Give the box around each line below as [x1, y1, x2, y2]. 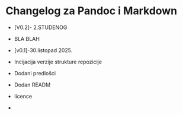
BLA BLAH [14, 35, 40, 42]
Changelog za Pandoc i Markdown [5, 4, 178, 18]
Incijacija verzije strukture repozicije [14, 58, 102, 65]
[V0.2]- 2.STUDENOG [14, 24, 68, 31]
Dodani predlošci [14, 69, 56, 76]
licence [14, 92, 33, 100]
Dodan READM [14, 81, 51, 88]
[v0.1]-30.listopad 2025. [14, 46, 73, 54]
